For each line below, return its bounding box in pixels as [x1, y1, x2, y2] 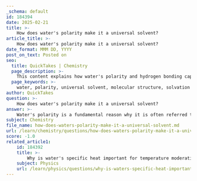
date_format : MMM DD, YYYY [6, 47, 72, 53]
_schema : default [6, 8, 49, 15]
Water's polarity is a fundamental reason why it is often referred [16, 112, 188, 117]
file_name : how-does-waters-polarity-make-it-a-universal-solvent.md [6, 123, 180, 128]
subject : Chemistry [6, 117, 54, 123]
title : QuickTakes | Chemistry [11, 62, 88, 69]
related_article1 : [6, 138, 51, 145]
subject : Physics [16, 161, 59, 166]
